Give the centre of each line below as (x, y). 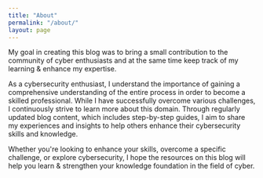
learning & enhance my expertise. (62, 69)
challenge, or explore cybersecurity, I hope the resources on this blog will (127, 158)
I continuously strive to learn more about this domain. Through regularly (124, 109)
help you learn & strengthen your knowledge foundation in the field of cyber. (131, 166)
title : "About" (33, 15)
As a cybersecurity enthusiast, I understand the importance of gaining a (124, 84)
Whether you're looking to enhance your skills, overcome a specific (117, 149)
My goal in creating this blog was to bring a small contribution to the (118, 53)
